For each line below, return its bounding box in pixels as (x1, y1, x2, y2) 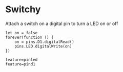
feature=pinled (5, 57, 38, 62)
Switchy (5, 4, 41, 15)
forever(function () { (5, 35, 54, 40)
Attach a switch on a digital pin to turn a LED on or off (5, 20, 118, 27)
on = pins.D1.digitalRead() (14, 39, 74, 44)
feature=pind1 (5, 61, 36, 67)
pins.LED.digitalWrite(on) (14, 43, 72, 49)
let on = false (5, 30, 38, 35)
